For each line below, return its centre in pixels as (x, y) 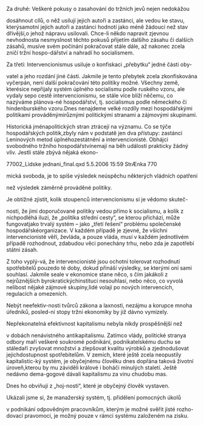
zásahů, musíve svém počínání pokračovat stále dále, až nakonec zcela (96, 46)
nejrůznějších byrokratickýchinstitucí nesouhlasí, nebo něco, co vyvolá (95, 281)
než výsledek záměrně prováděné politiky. (59, 188)
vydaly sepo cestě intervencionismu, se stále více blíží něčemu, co (90, 95)
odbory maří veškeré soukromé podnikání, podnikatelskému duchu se (93, 342)
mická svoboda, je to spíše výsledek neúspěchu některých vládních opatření (102, 176)
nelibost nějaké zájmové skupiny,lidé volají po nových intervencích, (90, 287)
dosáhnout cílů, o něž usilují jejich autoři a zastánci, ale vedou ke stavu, (96, 20)
